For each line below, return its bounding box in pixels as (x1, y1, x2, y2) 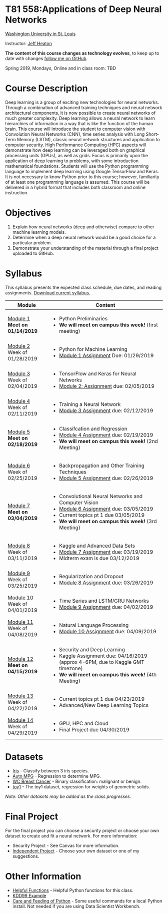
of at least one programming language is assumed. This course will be (5, 179, 150, 185)
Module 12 (7, 655, 33, 662)
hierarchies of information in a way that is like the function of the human (5, 120, 153, 126)
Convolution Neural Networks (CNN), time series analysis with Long (5, 131, 145, 137)
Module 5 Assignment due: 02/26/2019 (59, 475, 153, 482)
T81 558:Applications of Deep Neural (5, 4, 162, 15)
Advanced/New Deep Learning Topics (59, 702, 149, 709)
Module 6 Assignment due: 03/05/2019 (59, 505, 153, 512)
